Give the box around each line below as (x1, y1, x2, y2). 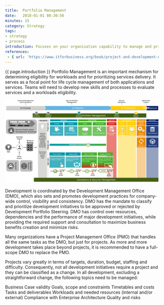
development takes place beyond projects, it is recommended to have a (5, 244, 149, 250)
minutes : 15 (5, 18, 29, 23)
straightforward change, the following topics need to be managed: (5, 275, 138, 280)
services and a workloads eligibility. (5, 89, 77, 95)
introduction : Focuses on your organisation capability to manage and (5, 44, 152, 49)
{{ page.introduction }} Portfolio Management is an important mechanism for (5, 69, 159, 75)
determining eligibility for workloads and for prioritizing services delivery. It (5, 74, 156, 79)
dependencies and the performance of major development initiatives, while (5, 214, 156, 220)
